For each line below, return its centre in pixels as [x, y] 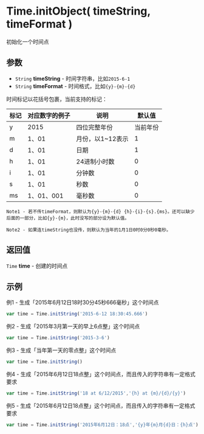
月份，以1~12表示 [102, 139]
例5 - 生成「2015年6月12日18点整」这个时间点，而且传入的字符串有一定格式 [101, 405]
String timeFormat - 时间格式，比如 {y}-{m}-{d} [75, 86]
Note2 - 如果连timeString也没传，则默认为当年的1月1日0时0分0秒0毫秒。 [89, 230]
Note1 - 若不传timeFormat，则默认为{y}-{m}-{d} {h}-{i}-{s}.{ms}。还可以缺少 [100, 212]
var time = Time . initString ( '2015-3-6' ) [58, 338]
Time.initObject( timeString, [78, 11]
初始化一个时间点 [28, 41]
